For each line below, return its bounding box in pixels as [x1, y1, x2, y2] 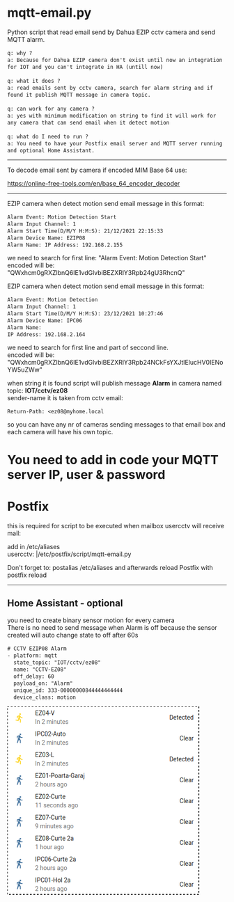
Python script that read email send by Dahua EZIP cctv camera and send [7, 28, 216, 36]
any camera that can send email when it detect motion [7, 119, 170, 126]
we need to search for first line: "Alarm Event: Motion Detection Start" [7, 253, 207, 262]
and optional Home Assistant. [7, 147, 95, 154]
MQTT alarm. [7, 35, 45, 43]
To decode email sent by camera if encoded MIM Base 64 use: [7, 166, 187, 174]
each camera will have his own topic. [7, 427, 114, 436]
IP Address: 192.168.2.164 [7, 331, 86, 338]
